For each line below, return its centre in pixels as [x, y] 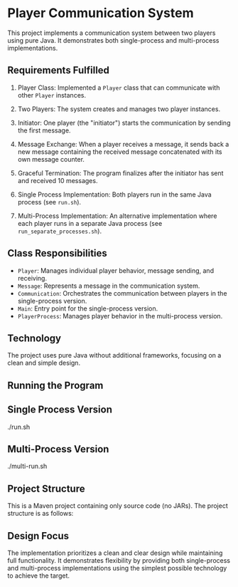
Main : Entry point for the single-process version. [88, 308]
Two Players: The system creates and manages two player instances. [119, 109]
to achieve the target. [38, 576]
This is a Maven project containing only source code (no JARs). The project [118, 506]
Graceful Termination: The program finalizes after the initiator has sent [120, 173]
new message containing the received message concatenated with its [120, 152]
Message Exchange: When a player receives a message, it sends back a [123, 144]
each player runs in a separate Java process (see [90, 223]
